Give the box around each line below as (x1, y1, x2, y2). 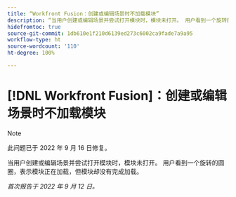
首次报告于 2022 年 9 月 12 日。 (7, 182, 98, 190)
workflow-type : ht (7, 36, 61, 43)
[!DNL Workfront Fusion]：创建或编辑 (7, 88, 227, 104)
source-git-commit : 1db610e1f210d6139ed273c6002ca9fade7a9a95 (7, 29, 193, 37)
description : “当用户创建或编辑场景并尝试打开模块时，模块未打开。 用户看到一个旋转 (7, 17, 227, 24)
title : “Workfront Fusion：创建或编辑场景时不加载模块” (7, 10, 159, 18)
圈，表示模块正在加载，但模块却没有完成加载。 (7, 167, 143, 175)
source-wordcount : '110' (7, 43, 80, 50)
